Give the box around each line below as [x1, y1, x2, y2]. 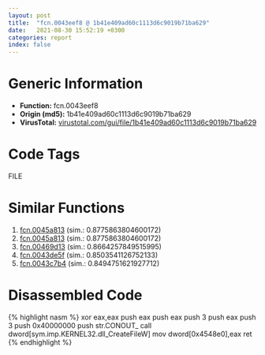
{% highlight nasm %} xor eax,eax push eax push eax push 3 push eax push [8, 312, 256, 322]
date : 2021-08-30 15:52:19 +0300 [8, 26, 125, 34]
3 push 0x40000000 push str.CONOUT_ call [8, 320, 152, 330]
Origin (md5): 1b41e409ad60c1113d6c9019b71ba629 [19, 110, 192, 119]
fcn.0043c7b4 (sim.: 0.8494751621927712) [19, 258, 160, 268]
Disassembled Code [8, 286, 143, 305]
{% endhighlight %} [8, 337, 73, 347]
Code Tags [8, 145, 80, 163]
